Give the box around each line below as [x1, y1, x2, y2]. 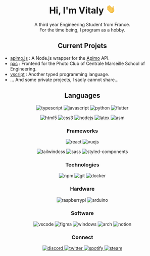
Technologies [65, 161, 99, 168]
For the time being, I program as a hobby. [39, 27, 125, 33]
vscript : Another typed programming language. [10, 71, 110, 77]
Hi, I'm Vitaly [49, 5, 105, 16]
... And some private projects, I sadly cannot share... [10, 77, 119, 83]
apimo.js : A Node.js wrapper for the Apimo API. [10, 55, 110, 61]
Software [70, 209, 94, 216]
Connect [71, 234, 93, 241]
